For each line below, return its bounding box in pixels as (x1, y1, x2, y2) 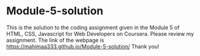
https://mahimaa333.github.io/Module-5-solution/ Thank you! (6, 43, 160, 50)
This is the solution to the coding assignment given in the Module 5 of (6, 24, 180, 31)
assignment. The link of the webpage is (6, 36, 105, 43)
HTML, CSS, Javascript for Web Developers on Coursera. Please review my (6, 30, 195, 37)
